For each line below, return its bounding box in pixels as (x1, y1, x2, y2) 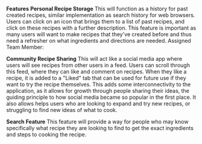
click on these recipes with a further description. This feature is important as (6, 24, 197, 31)
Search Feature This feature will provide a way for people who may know (6, 118, 189, 125)
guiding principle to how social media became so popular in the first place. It (6, 93, 197, 101)
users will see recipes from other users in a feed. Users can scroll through (6, 61, 190, 69)
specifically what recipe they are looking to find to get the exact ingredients (6, 125, 194, 131)
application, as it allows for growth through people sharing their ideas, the (6, 87, 190, 94)
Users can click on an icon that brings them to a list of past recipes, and (6, 18, 185, 25)
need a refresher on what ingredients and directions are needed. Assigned (6, 37, 191, 44)
